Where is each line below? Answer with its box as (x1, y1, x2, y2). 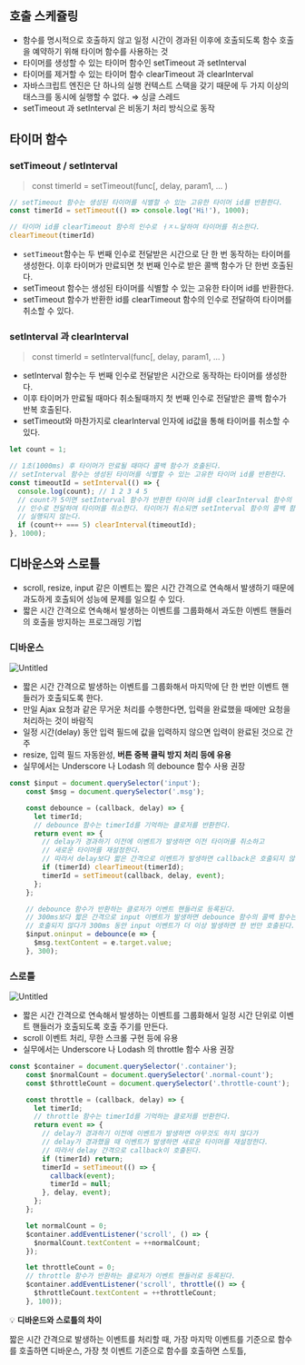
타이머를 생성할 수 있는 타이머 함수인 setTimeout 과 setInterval (22, 57, 247, 68)
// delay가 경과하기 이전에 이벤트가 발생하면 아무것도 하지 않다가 (42, 1129, 259, 1138)
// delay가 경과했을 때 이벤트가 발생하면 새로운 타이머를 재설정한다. (42, 1138, 270, 1147)
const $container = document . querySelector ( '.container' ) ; (9, 1062, 238, 1072)
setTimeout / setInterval (9, 160, 118, 173)
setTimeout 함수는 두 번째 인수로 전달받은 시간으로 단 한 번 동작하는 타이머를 (22, 249, 291, 259)
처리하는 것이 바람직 (22, 716, 93, 727)
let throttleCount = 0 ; (25, 1263, 116, 1272)
